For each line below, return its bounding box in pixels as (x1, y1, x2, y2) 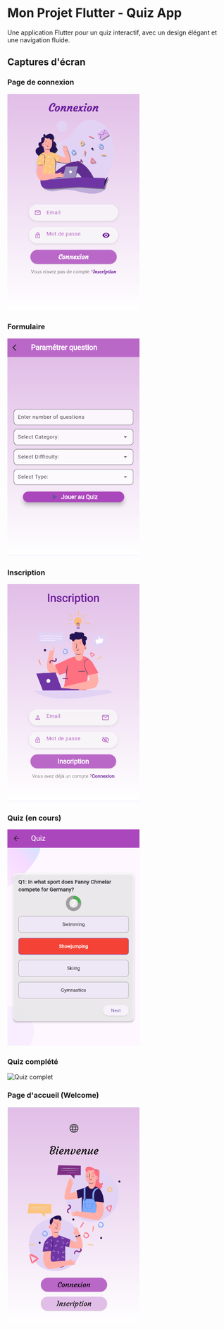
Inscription (7, 568, 46, 577)
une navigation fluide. (7, 35, 70, 44)
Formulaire (7, 322, 46, 332)
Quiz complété (7, 1057, 58, 1066)
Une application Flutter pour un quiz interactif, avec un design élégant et (7, 28, 217, 37)
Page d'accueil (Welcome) (7, 1091, 99, 1101)
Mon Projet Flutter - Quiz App (7, 5, 182, 21)
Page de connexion (7, 78, 75, 87)
